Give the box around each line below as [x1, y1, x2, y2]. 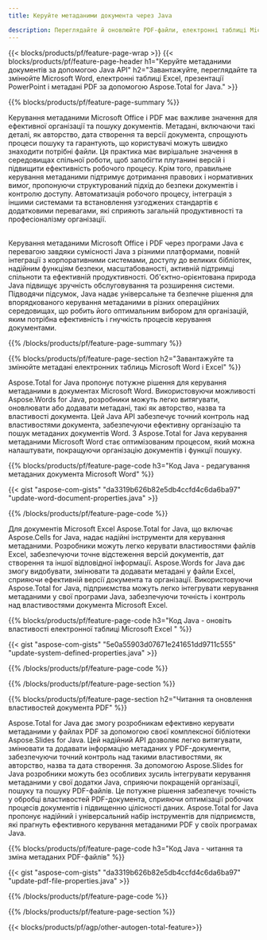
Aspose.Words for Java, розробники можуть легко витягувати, [8, 394, 220, 404]
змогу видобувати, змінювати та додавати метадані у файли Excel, [8, 566, 236, 576]
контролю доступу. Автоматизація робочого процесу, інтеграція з [8, 189, 233, 198]
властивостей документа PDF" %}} [8, 703, 127, 712]
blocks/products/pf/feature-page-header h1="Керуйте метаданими [8, 57, 232, 66]
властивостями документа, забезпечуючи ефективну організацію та [8, 420, 241, 429]
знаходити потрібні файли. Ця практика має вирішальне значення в [8, 147, 238, 156]
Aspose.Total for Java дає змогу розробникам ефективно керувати [8, 718, 234, 727]
